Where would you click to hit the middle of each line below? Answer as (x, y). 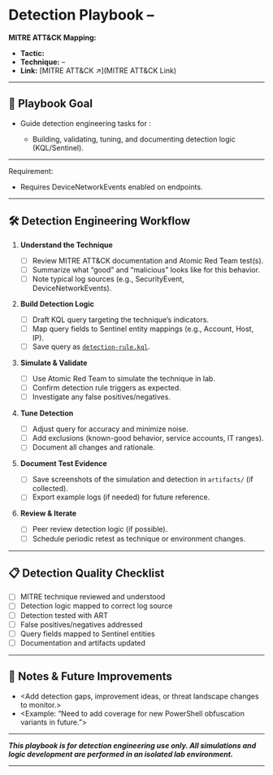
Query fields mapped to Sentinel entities (88, 633)
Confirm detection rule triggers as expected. (106, 387)
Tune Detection (47, 413)
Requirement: (31, 171)
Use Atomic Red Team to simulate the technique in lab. (123, 378)
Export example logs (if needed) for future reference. (121, 497)
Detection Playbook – (81, 15)
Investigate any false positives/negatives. (101, 397)
